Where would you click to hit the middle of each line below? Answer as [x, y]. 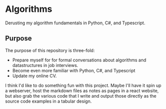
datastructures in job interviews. [45, 65]
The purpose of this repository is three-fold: [50, 50]
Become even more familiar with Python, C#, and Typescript [74, 70]
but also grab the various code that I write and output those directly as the [81, 96]
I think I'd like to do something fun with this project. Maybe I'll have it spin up [83, 85]
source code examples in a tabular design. [48, 101]
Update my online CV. [34, 76]
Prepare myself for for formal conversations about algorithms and [79, 60]
